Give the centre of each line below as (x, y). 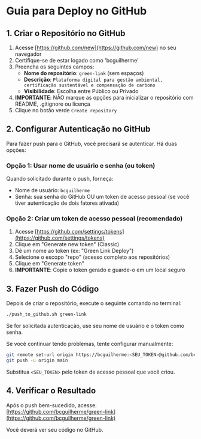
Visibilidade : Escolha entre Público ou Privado (81, 91)
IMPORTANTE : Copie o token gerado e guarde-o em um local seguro (100, 270)
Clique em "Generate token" (50, 264)
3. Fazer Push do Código (53, 289)
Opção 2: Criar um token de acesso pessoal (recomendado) (95, 219)
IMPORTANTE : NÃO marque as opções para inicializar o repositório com (104, 98)
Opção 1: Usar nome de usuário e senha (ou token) (81, 165)
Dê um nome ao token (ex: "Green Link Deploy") (74, 251)
